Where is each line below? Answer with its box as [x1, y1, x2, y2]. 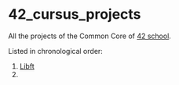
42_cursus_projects [8, 5, 141, 23]
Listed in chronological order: [8, 46, 104, 55]
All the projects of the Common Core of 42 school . [8, 31, 171, 41]
